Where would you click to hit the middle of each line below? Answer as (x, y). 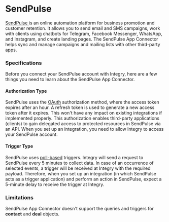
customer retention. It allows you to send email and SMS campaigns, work (83, 28)
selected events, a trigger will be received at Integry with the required (78, 168)
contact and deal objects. (32, 214)
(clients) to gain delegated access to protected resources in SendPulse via (83, 124)
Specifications (24, 63)
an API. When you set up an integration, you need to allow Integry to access (84, 129)
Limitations (20, 197)
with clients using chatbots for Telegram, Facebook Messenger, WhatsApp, (84, 33)
